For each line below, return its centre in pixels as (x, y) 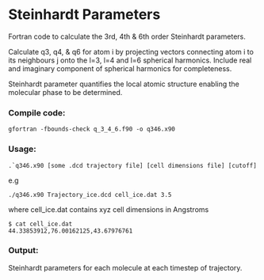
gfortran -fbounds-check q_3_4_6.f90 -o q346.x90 (92, 129)
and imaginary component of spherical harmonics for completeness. (120, 68)
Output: (23, 251)
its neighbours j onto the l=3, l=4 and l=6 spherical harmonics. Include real (130, 60)
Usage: (23, 149)
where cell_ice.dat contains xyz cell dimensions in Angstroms (109, 209)
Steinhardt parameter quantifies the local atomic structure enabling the (124, 84)
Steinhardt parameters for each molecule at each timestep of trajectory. (125, 267)
